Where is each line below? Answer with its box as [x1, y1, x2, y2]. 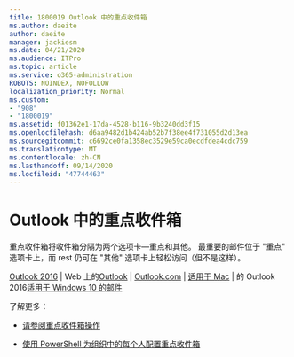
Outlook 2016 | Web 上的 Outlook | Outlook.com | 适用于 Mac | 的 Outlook [9, 271, 275, 282]
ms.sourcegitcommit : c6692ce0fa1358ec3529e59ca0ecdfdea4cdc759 [9, 136, 249, 145]
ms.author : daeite [9, 21, 77, 30]
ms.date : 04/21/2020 [9, 46, 86, 55]
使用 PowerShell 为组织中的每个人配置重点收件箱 [21, 338, 201, 350]
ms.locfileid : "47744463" [9, 169, 105, 178]
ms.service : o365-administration [9, 71, 133, 80]
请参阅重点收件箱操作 [21, 320, 100, 330]
